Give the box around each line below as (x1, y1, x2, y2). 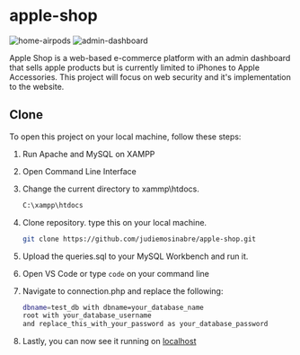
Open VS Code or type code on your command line (22, 268, 209, 279)
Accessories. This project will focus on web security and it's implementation (9, 71, 292, 82)
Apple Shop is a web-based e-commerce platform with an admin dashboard (9, 52, 291, 63)
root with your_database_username (22, 311, 152, 320)
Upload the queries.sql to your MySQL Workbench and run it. (22, 251, 249, 262)
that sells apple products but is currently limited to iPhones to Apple (9, 62, 260, 73)
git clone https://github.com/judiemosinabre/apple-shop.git (22, 235, 257, 244)
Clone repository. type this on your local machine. (22, 217, 207, 227)
